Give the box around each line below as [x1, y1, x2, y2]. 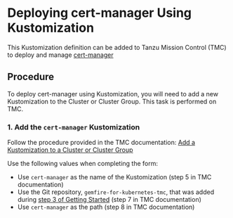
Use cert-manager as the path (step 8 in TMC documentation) [17, 203, 195, 212]
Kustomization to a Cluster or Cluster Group [7, 146, 133, 154]
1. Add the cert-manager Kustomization [7, 122, 140, 132]
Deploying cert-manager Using [7, 5, 192, 21]
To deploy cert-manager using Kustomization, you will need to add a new [7, 89, 219, 98]
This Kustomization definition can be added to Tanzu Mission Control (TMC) [7, 43, 227, 51]
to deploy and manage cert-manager [7, 51, 114, 59]
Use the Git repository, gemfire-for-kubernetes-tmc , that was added [17, 188, 215, 196]
